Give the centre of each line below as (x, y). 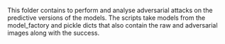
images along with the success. (54, 33)
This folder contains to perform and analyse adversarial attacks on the (110, 10)
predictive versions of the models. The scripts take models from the (106, 18)
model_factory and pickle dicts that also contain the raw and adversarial (112, 25)
